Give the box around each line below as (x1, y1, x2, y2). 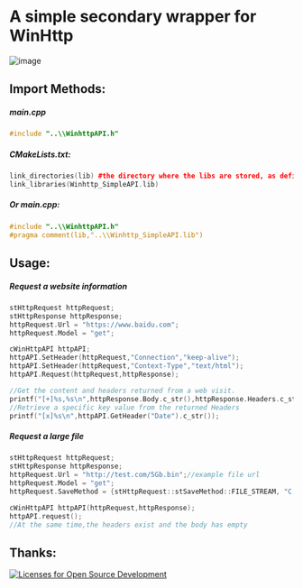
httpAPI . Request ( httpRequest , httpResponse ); (9, 370, 179, 380)
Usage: (9, 255, 51, 271)
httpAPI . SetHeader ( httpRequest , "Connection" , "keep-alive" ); (9, 354, 241, 363)
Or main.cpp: (9, 199, 60, 210)
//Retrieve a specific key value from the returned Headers (9, 403, 241, 412)
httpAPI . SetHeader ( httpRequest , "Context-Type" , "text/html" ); (9, 362, 244, 371)
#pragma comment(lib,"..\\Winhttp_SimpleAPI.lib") (9, 230, 204, 240)
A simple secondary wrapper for (9, 6, 257, 27)
